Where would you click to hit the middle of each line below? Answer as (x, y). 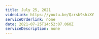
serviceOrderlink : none (30, 19)
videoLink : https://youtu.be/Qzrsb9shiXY (50, 15)
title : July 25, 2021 (28, 10)
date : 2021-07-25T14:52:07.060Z (39, 24)
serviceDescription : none (32, 29)
